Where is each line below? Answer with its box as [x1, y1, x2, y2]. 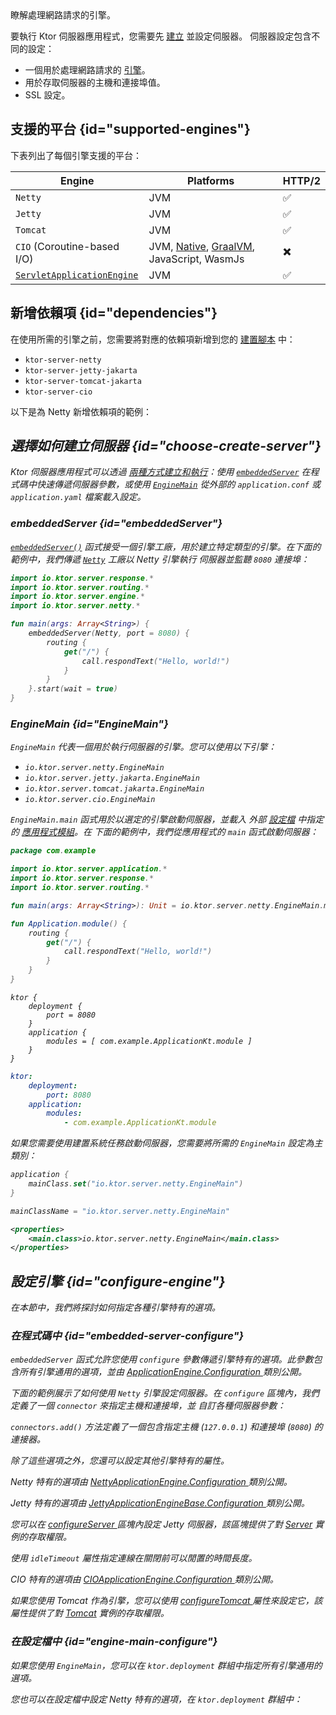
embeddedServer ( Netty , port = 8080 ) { [28, 628, 190, 639]
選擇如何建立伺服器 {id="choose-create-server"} [10, 438, 322, 455]
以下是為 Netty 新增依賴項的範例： [10, 405, 152, 417]
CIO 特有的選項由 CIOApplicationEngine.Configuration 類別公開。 [10, 1573, 279, 1586]
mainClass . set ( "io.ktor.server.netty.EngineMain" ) [28, 1179, 244, 1189]
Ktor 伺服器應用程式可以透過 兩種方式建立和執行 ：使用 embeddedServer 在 [10, 466, 311, 478]
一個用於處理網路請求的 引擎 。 [24, 64, 151, 76]
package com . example [10, 846, 97, 856]
